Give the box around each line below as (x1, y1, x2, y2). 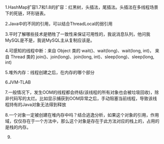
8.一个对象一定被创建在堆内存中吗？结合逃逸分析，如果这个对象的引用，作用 (5, 112, 159, 118)
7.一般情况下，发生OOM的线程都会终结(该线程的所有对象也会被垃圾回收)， (5, 90, 155, 95)
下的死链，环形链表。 (5, 10, 48, 16)
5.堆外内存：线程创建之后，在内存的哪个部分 (5, 70, 94, 75)
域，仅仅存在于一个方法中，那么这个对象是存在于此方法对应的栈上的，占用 (5, 118, 155, 124)
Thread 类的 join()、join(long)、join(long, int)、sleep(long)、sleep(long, (10, 54, 155, 60)
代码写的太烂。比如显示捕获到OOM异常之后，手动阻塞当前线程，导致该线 (9, 96, 158, 101)
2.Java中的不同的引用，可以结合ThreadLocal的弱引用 (5, 21, 113, 26)
